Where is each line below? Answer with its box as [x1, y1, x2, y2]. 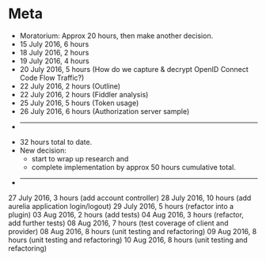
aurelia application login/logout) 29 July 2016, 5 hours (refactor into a [8, 201, 234, 210]
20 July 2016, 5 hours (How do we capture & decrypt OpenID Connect [19, 64, 249, 74]
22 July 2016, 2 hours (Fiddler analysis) [19, 89, 149, 99]
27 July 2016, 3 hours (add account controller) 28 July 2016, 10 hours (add [8, 193, 252, 202]
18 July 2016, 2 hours [19, 47, 89, 57]
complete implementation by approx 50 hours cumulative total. [31, 162, 236, 172]
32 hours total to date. [19, 137, 93, 146]
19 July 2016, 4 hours [19, 56, 89, 66]
